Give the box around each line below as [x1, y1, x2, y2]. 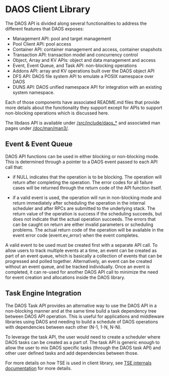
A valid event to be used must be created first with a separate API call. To [5, 242, 158, 248]
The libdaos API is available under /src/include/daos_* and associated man [5, 120, 160, 126]
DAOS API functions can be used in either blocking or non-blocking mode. [5, 153, 159, 159]
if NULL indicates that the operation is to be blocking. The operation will [12, 174, 162, 180]
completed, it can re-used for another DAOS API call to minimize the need [5, 269, 158, 275]
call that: [5, 164, 24, 170]
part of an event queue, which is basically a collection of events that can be [5, 252, 162, 259]
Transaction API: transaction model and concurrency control [12, 52, 138, 58]
